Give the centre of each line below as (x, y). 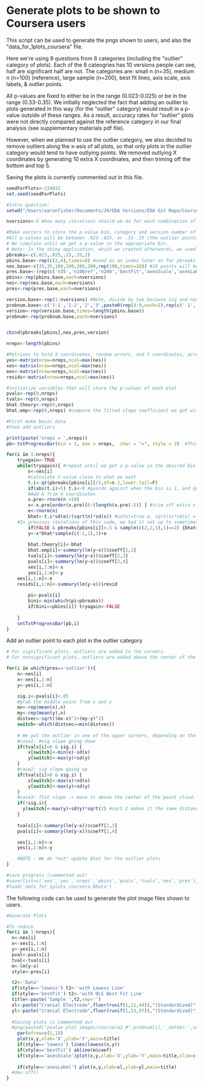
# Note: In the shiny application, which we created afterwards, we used (101, 249)
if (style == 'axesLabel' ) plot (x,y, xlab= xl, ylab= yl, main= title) (97, 1067)
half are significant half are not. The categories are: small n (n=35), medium (100, 71)
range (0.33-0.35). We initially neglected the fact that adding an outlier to (97, 102)
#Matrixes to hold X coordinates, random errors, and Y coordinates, (96, 355)
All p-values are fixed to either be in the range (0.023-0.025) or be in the (97, 96)
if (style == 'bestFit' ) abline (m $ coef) (65, 1050)
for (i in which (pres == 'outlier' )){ (51, 669)
